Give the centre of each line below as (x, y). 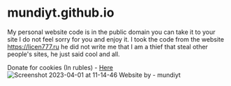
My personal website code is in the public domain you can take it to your (111, 32)
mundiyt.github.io (61, 13)
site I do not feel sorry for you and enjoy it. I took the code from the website (116, 39)
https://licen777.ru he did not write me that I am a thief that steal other (107, 46)
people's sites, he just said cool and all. (64, 54)
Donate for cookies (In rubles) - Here (60, 67)
